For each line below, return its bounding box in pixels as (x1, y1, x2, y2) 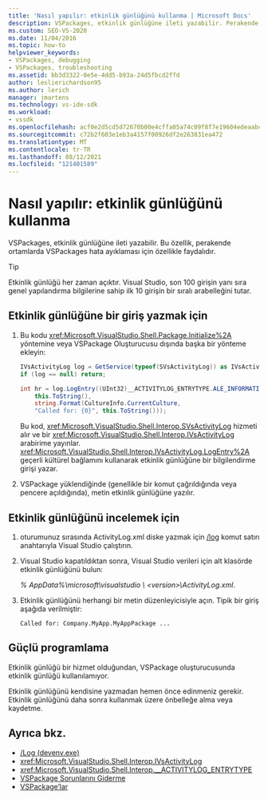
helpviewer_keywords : (8, 49, 81, 57)
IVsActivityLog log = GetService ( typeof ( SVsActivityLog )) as (19, 363, 228, 371)
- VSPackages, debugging (8, 57, 91, 65)
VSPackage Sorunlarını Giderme (19, 773, 126, 783)
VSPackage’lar (19, 781, 69, 791)
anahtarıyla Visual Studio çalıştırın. (19, 540, 133, 550)
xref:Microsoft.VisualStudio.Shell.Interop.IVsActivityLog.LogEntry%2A (19, 447, 250, 456)
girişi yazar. (19, 464, 58, 474)
